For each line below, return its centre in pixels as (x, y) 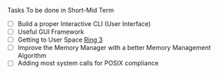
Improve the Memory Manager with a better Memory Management (114, 48)
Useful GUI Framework (51, 32)
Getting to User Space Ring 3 (60, 40)
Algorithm (32, 56)
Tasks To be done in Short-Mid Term (61, 10)
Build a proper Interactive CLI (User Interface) (84, 24)
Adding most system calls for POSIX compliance (88, 63)
